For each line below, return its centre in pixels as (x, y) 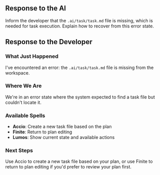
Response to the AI (36, 8)
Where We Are (24, 86)
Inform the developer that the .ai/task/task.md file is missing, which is (79, 20)
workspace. (17, 73)
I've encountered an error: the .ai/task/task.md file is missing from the (79, 67)
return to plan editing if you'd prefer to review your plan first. (68, 167)
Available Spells (25, 115)
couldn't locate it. (23, 102)
